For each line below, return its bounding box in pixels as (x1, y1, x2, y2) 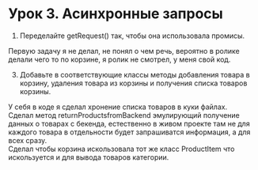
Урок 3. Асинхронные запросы (8, 5, 223, 23)
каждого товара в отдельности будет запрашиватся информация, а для (8, 127, 251, 137)
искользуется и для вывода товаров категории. (8, 152, 169, 162)
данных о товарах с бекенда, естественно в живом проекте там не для (8, 119, 251, 128)
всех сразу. (8, 135, 47, 145)
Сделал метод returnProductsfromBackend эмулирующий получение (8, 110, 240, 119)
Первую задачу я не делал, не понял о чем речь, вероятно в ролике (8, 46, 240, 55)
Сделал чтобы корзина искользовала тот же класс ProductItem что (8, 144, 235, 153)
